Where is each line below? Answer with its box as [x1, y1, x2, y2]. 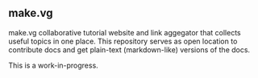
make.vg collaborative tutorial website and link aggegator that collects [8, 27, 241, 37]
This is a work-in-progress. [8, 60, 98, 70]
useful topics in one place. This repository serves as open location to [8, 36, 238, 46]
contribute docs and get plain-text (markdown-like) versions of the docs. [8, 44, 251, 55]
